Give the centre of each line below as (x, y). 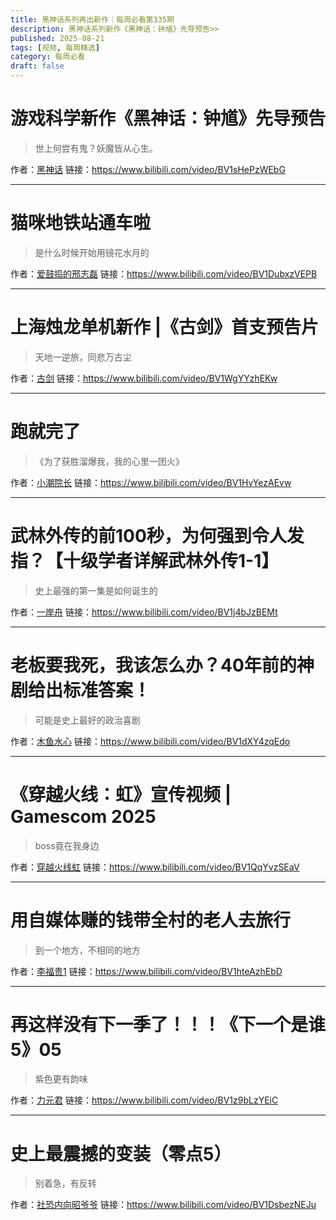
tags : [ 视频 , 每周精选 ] (55, 47)
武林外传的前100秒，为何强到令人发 (157, 535)
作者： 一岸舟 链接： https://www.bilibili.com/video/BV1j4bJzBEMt (144, 612)
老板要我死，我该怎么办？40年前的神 (162, 665)
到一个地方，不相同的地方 (87, 950)
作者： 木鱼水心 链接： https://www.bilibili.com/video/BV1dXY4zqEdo (150, 741)
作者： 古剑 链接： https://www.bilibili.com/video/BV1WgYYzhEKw (144, 378)
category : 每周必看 (48, 57)
